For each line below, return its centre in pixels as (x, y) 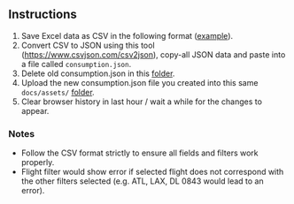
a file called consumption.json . (76, 64)
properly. (38, 162)
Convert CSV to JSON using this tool (88, 45)
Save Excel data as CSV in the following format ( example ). (127, 35)
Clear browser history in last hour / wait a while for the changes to (142, 102)
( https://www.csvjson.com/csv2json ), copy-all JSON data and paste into (153, 54)
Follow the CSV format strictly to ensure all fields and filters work (139, 153)
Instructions (43, 15)
